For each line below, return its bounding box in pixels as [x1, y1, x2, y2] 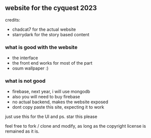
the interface [12, 55, 38, 61]
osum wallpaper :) [12, 66, 49, 71]
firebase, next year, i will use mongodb [12, 89, 90, 94]
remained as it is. [5, 128, 40, 134]
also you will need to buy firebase [12, 94, 80, 100]
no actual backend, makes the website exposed [12, 99, 108, 105]
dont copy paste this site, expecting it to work [12, 104, 104, 110]
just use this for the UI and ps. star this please [5, 114, 98, 119]
